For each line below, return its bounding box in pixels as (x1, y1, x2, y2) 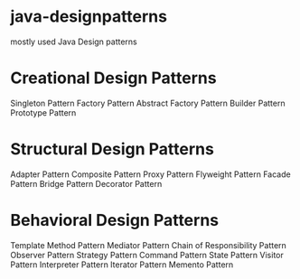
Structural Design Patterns (10, 139, 215, 160)
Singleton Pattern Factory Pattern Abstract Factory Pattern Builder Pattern (10, 98, 286, 108)
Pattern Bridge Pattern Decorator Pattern (10, 178, 163, 189)
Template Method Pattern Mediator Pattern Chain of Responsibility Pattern (10, 239, 287, 250)
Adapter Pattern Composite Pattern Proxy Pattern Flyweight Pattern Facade (10, 169, 292, 180)
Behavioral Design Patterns (10, 210, 220, 230)
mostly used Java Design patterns (10, 36, 138, 47)
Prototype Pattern (10, 107, 77, 118)
